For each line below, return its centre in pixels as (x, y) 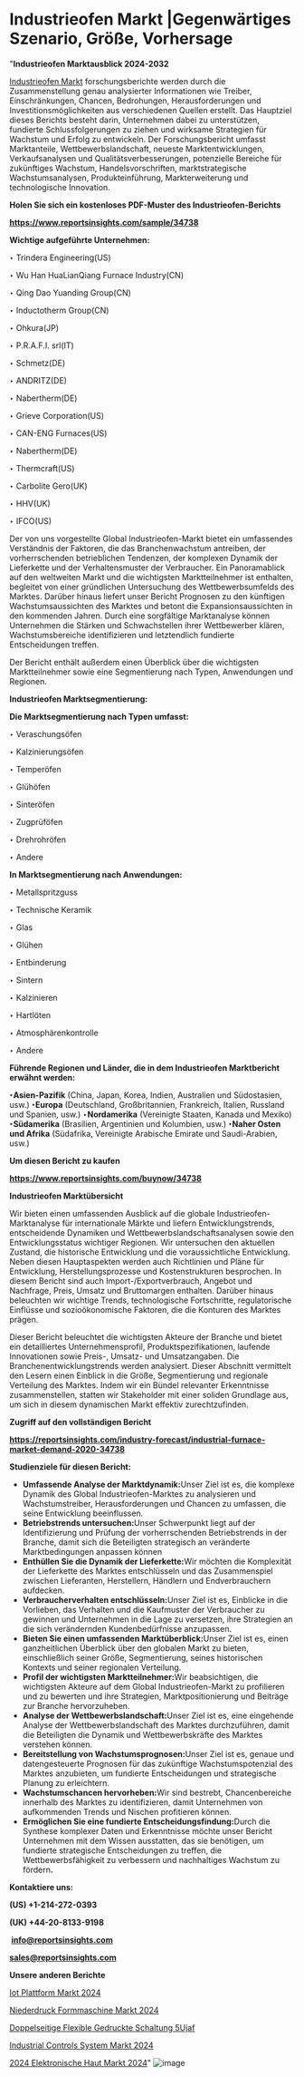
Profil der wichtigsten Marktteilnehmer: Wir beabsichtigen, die (140, 1676)
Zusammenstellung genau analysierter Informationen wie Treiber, (131, 91)
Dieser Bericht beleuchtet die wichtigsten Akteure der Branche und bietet (146, 1336)
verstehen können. (57, 1744)
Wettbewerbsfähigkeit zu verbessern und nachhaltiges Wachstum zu (151, 1859)
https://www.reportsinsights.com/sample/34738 (104, 222)
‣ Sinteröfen (32, 804)
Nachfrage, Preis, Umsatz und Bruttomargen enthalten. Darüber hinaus (142, 1290)
